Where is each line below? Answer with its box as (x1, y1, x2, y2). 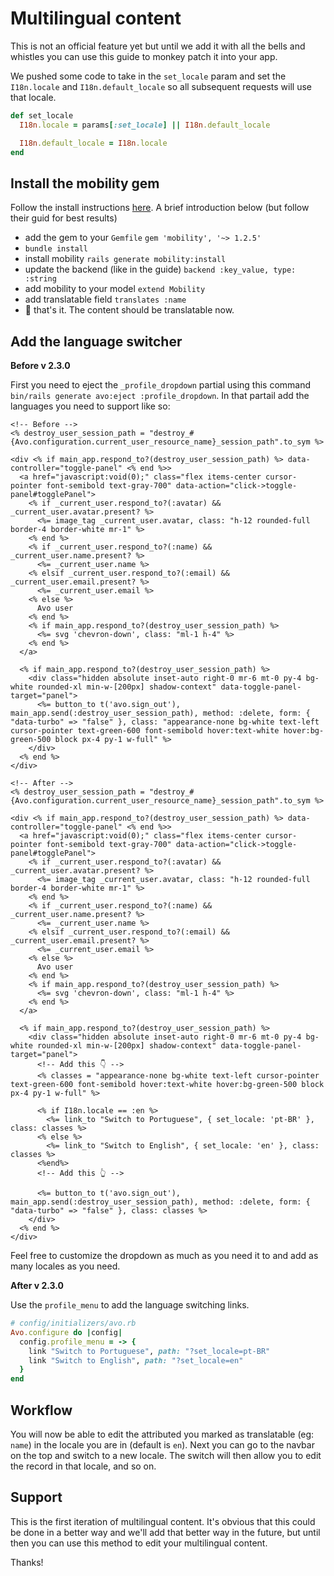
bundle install (24, 244, 89, 254)
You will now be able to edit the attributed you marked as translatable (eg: (10, 1428, 315, 1440)
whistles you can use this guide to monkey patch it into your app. (10, 50, 278, 62)
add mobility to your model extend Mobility (24, 283, 206, 295)
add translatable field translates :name (24, 293, 187, 306)
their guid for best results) (10, 212, 118, 224)
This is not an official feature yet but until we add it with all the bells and (10, 40, 306, 52)
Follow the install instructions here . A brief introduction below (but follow (10, 202, 310, 214)
